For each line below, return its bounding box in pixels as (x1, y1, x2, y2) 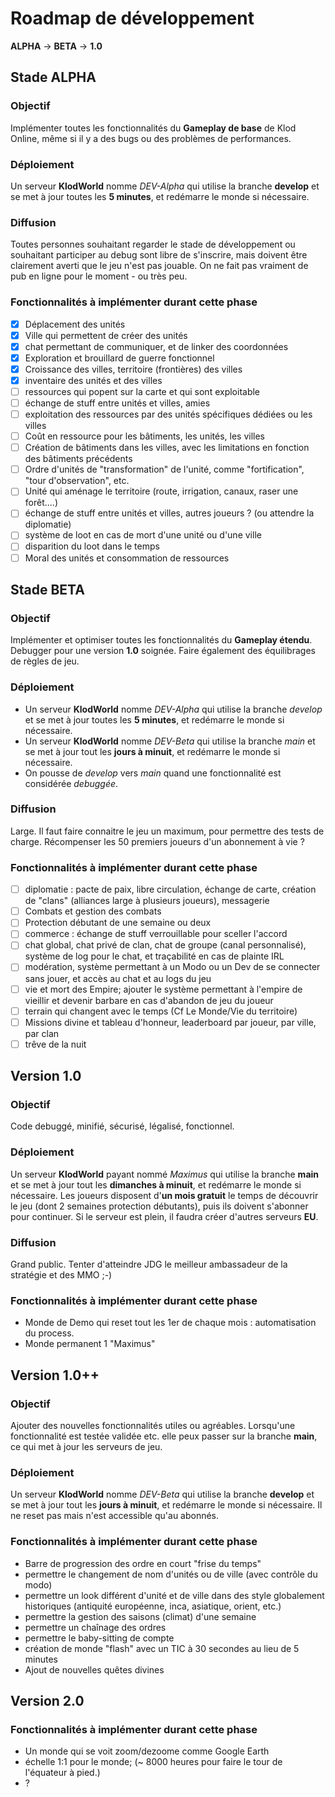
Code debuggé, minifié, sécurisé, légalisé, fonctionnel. (10, 1120, 235, 1132)
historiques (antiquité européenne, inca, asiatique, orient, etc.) (24, 1600, 282, 1612)
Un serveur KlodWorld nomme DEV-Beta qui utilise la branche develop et (10, 1488, 315, 1501)
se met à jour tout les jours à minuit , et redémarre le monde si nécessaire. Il (10, 1499, 323, 1511)
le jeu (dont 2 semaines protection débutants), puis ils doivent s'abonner (10, 1200, 309, 1212)
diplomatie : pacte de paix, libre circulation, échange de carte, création (24, 883, 317, 896)
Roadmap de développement (10, 7, 255, 30)
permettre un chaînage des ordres (24, 1621, 167, 1633)
